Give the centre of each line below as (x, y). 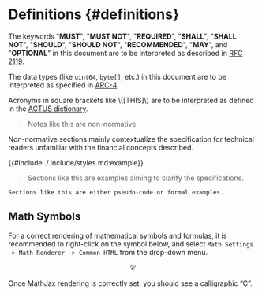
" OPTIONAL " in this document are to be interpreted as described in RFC (125, 53)
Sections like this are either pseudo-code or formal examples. (116, 192)
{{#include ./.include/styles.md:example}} (76, 162)
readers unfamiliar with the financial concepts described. (101, 147)
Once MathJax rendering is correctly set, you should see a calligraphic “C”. (130, 283)
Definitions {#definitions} (94, 15)
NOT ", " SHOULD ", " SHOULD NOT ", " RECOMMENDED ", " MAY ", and (118, 44)
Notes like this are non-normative (82, 124)
